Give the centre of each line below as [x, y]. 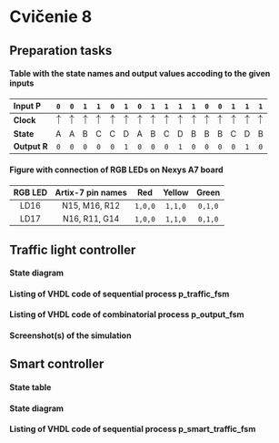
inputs [22, 83]
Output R [30, 147]
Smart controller [57, 364]
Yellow [176, 192]
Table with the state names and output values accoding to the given [140, 74]
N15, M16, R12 [91, 206]
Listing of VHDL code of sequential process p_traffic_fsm [120, 294]
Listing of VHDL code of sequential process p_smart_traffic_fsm [133, 429]
